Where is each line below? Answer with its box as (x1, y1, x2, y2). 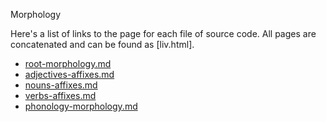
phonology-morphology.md (24, 100, 138, 112)
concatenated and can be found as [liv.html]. (10, 39, 195, 50)
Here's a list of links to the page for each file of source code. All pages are (10, 28, 317, 39)
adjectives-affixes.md (24, 69, 115, 80)
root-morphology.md (24, 58, 112, 69)
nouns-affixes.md (24, 79, 98, 91)
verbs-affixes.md (24, 90, 97, 101)
